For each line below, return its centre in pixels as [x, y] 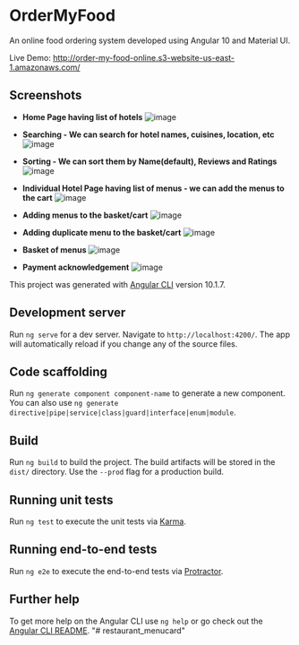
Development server [68, 313]
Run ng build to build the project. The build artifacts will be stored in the [142, 462]
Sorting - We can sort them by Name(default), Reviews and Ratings [149, 161]
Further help [45, 600]
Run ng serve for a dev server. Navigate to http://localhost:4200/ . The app [150, 334]
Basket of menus [54, 249]
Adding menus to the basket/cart [85, 215]
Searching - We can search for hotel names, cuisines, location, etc [148, 134]
